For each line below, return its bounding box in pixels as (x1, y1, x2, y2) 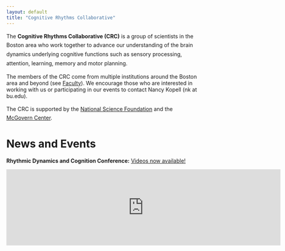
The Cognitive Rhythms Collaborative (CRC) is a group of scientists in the (6, 32, 194, 40)
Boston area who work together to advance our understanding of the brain (6, 41, 194, 49)
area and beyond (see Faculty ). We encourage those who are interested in (6, 79, 193, 87)
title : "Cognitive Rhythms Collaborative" (6, 15, 116, 21)
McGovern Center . (6, 114, 53, 122)
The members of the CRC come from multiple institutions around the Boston (6, 72, 197, 80)
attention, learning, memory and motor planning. (6, 59, 128, 67)
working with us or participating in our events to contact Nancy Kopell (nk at (6, 86, 197, 93)
